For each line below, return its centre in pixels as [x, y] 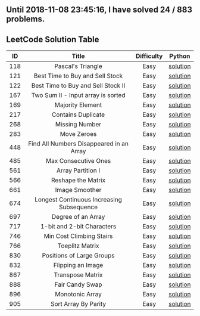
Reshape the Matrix [78, 180]
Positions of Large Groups [78, 256]
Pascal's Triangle [78, 66]
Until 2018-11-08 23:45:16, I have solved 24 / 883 [99, 10]
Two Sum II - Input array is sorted [78, 95]
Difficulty [149, 56]
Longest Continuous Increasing [78, 200]
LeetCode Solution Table [53, 39]
